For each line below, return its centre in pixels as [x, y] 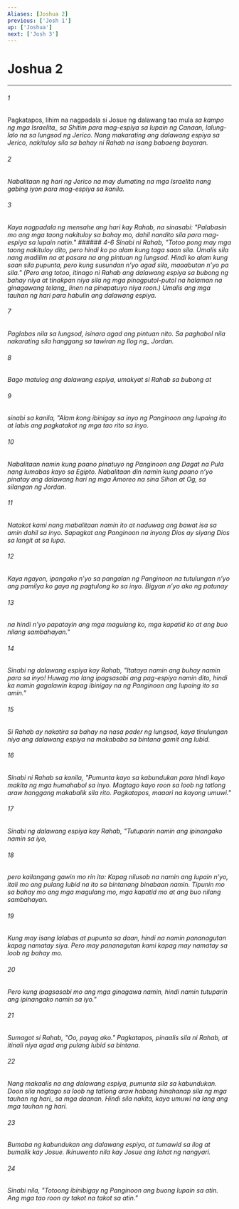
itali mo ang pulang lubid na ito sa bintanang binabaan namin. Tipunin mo [116, 885]
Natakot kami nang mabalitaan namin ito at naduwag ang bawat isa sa [112, 525]
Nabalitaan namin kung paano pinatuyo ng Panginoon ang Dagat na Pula [116, 464]
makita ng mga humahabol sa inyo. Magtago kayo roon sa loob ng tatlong [117, 785]
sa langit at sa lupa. [37, 540]
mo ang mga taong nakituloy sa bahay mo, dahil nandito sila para [104, 234]
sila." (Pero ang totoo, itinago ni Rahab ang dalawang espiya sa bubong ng [118, 272]
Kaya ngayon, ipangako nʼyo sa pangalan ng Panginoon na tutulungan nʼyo [118, 578]
